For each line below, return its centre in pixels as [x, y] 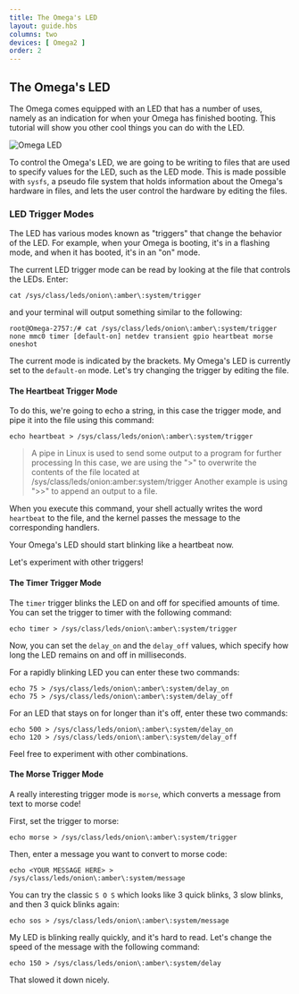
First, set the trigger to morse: [64, 820]
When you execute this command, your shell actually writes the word [136, 509]
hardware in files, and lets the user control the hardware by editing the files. [148, 191]
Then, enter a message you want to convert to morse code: [118, 854]
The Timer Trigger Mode [55, 583]
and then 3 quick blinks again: [64, 904]
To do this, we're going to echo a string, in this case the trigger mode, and [145, 411]
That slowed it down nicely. [59, 980]
